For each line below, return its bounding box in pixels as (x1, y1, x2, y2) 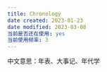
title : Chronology (7, 10, 61, 18)
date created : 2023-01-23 (7, 17, 83, 24)
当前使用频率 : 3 (7, 37, 49, 44)
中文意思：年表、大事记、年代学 (7, 57, 100, 66)
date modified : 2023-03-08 (7, 23, 87, 30)
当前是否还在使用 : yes (7, 30, 65, 37)
